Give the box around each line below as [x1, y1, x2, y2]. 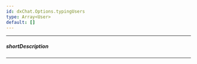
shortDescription [6, 42, 49, 49]
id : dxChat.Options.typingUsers [6, 8, 85, 15]
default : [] [6, 19, 35, 25]
